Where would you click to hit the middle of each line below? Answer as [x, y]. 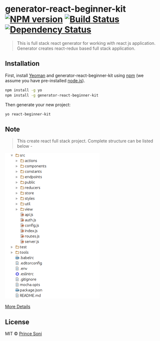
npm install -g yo [24, 90]
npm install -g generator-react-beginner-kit [52, 95]
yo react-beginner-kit [28, 114]
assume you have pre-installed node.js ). [45, 80]
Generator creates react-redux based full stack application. [76, 48]
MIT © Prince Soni [24, 334]
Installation [22, 64]
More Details [18, 307]
